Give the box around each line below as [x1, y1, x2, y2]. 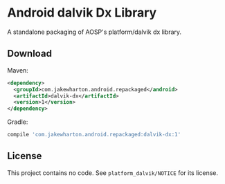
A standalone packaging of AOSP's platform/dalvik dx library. [7, 28, 182, 36]
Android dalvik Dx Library [7, 5, 157, 21]
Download [7, 48, 52, 59]
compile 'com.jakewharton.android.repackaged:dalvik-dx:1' [7, 131, 181, 138]
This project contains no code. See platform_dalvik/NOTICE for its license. [7, 168, 218, 177]
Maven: [7, 66, 29, 74]
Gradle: [7, 118, 28, 126]
